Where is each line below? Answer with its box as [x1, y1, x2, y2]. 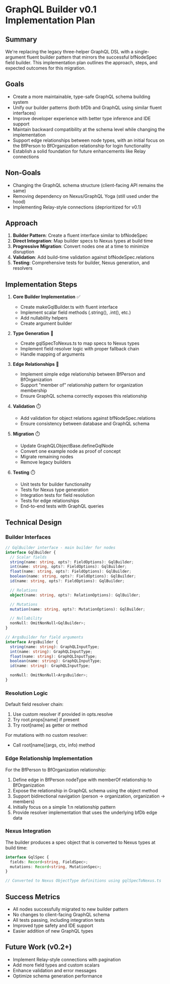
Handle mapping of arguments [20, 351, 85, 358]
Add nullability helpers [20, 315, 68, 321]
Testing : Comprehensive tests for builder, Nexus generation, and [12, 259, 150, 266]
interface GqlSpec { [5, 855, 50, 860]
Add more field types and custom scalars [12, 962, 100, 968]
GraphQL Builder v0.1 [5, 4, 97, 15]
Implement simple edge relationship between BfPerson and [20, 371, 145, 377]
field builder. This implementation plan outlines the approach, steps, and [5, 60, 158, 65]
